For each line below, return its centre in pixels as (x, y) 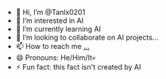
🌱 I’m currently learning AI (58, 29)
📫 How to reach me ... (52, 46)
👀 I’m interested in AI (50, 21)
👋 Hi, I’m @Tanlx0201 (50, 12)
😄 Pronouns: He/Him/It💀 (56, 58)
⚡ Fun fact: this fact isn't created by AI (78, 67)
